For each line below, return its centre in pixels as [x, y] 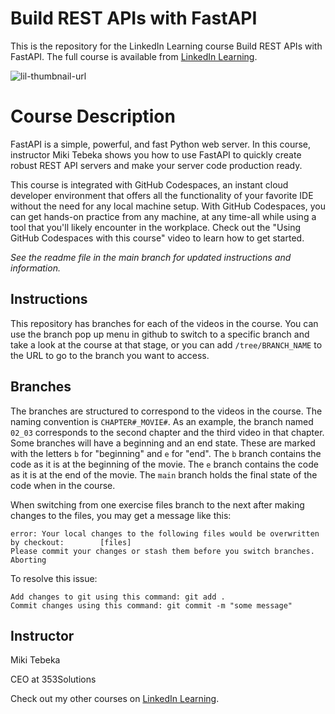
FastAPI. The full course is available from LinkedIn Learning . [134, 56]
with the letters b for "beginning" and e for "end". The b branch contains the [166, 453]
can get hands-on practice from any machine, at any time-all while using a [163, 216]
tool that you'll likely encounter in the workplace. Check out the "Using [156, 227]
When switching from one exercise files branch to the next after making [157, 504]
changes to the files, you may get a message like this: [121, 515]
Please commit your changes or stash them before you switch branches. [162, 551]
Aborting [28, 560]
